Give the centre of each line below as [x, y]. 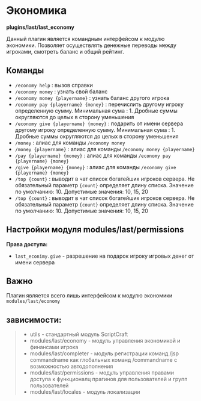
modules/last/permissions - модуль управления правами [102, 373]
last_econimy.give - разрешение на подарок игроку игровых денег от [104, 256]
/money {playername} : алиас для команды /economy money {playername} [105, 149]
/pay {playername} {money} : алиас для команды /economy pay [93, 155]
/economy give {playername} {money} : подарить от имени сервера [99, 123]
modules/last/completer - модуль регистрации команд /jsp [104, 353]
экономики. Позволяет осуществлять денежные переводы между [91, 45]
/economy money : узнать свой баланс [61, 92]
